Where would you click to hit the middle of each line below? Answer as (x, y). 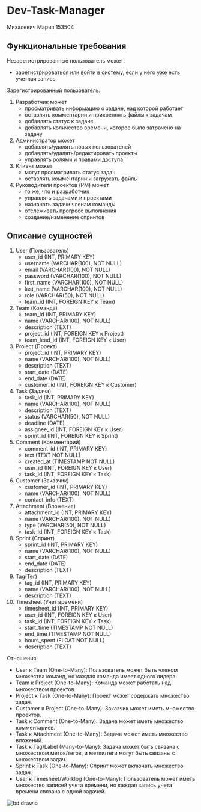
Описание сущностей (49, 236)
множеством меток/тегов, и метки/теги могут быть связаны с (95, 753)
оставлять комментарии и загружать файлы (81, 179)
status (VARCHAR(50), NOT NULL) (67, 416)
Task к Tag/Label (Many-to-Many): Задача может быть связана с (97, 746)
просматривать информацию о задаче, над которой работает (104, 108)
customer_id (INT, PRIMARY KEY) (66, 487)
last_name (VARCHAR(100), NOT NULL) (73, 289)
